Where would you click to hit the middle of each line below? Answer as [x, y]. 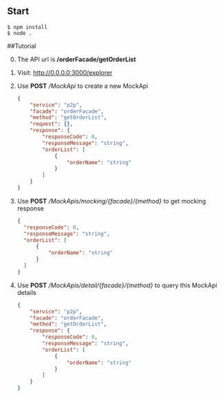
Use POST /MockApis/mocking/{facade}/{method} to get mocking [111, 201]
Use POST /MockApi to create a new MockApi [83, 86]
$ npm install [28, 27]
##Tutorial [22, 46]
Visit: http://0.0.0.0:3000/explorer [65, 72]
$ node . [20, 33]
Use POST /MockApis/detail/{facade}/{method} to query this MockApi [117, 285]
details [26, 292]
